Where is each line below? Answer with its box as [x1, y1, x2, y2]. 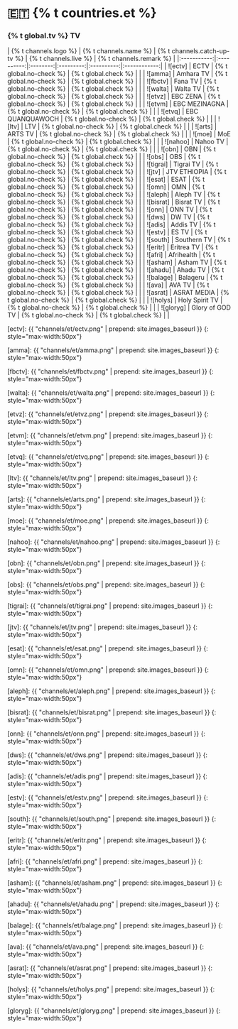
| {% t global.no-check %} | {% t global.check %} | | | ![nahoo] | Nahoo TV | [7, 137, 229, 146]
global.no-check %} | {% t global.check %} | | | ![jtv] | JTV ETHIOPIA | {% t [7, 168, 227, 176]
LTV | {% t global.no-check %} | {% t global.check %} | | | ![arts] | [24, 122, 217, 131]
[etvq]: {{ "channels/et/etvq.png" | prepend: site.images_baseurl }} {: [7, 452, 210, 461]
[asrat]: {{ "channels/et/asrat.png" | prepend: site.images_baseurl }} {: [7, 964, 213, 972]
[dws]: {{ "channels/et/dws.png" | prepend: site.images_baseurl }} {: [7, 751, 208, 759]
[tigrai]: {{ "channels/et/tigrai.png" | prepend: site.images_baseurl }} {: [7, 601, 213, 610]
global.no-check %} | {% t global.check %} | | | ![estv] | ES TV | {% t [7, 228, 207, 236]
